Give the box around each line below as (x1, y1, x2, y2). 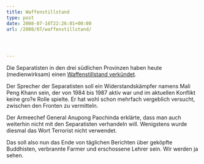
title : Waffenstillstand (6, 9, 70, 15)
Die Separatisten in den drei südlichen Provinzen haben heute (6, 64, 162, 72)
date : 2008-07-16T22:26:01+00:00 (6, 20, 92, 26)
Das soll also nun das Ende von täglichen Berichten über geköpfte (6, 139, 173, 146)
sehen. (6, 152, 24, 159)
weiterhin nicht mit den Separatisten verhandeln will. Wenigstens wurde (6, 121, 187, 128)
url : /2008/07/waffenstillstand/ (6, 26, 92, 32)
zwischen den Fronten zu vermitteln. (6, 102, 99, 110)
